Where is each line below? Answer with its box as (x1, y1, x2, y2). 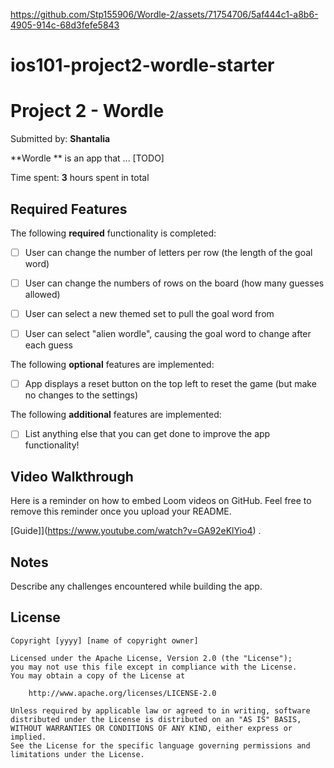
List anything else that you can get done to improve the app (24, 428, 271, 440)
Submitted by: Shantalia (10, 133, 111, 145)
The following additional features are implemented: (10, 409, 222, 421)
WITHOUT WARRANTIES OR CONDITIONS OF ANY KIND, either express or (10, 723, 293, 733)
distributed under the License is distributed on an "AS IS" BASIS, (10, 714, 302, 724)
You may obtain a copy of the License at (10, 670, 186, 681)
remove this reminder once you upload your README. (10, 505, 232, 518)
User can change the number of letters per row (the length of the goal (24, 246, 313, 258)
